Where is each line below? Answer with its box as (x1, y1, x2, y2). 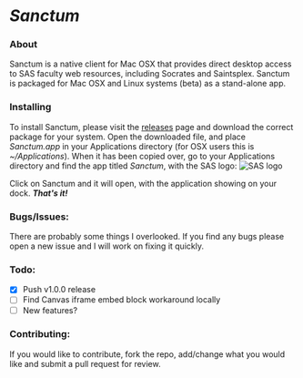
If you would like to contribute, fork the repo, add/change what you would (9, 348, 286, 360)
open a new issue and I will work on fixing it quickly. (9, 240, 205, 251)
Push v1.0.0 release (22, 284, 96, 295)
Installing (9, 101, 52, 114)
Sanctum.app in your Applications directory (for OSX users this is (9, 140, 255, 151)
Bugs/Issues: (9, 210, 70, 223)
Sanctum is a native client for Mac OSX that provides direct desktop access (9, 58, 292, 69)
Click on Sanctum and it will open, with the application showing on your (9, 178, 278, 189)
